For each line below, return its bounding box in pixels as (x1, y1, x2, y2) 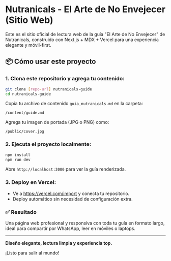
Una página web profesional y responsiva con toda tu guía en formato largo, (5, 220, 165, 226)
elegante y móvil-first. (5, 42, 52, 48)
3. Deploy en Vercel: (5, 179, 56, 186)
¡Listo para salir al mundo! (5, 250, 60, 256)
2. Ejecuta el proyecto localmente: (5, 141, 92, 148)
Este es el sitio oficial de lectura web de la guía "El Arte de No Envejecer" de (5, 31, 165, 37)
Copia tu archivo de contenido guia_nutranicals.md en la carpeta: (5, 101, 144, 107)
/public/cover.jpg (5, 129, 44, 134)
